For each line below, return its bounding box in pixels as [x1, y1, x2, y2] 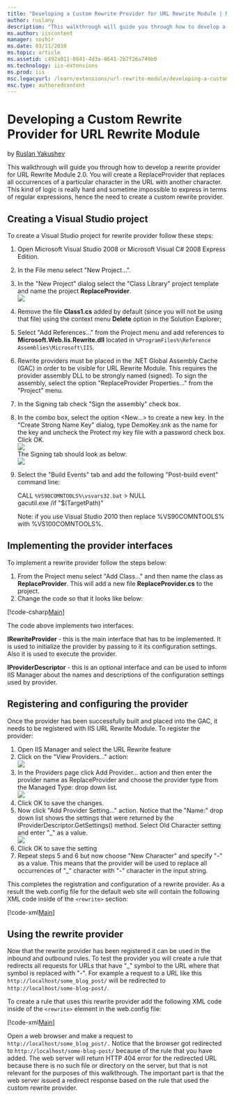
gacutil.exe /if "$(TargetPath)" [17, 499, 104, 507]
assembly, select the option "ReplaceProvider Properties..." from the [17, 379, 214, 387]
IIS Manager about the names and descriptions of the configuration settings [7, 671, 225, 679]
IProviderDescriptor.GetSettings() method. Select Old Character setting [17, 821, 221, 829]
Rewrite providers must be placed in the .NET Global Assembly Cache [17, 357, 218, 365]
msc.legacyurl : [7, 75, 52, 82]
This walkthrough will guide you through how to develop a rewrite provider [7, 163, 221, 172]
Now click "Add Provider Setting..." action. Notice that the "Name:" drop [17, 806, 224, 814]
